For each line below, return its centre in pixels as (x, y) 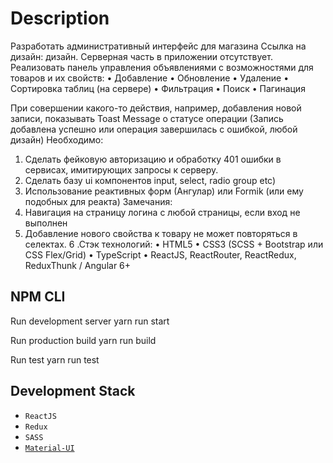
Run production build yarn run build (83, 340)
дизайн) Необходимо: (57, 139)
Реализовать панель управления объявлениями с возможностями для (162, 67)
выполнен (46, 223)
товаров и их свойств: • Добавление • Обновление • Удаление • (150, 78)
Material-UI (49, 448)
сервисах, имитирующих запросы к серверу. (121, 169)
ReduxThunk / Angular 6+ (78, 265)
